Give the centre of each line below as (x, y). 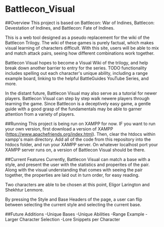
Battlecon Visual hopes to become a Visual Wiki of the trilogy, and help (77, 63)
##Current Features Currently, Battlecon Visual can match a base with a (78, 159)
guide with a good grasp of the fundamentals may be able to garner (74, 109)
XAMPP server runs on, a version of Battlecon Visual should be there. (75, 150)
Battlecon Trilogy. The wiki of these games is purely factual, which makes (79, 42)
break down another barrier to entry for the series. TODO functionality (76, 68)
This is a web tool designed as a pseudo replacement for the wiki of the (77, 37)
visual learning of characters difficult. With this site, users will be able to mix (82, 48)
